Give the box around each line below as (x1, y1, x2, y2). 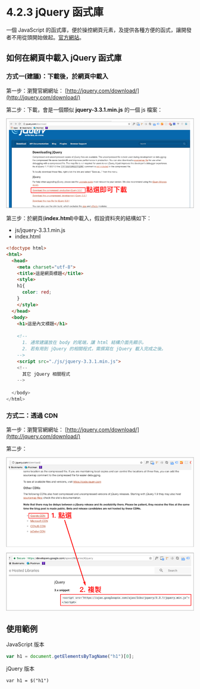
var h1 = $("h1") (6, 678, 49, 684)
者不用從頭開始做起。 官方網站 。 (6, 33, 85, 41)
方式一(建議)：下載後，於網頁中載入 (6, 72, 109, 81)
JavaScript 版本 (6, 641, 45, 648)
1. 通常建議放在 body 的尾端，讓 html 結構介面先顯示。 (21, 339, 147, 346)
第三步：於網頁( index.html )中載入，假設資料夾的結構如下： (6, 215, 152, 222)
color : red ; (21, 289, 52, 295)
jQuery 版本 (6, 665, 35, 672)
